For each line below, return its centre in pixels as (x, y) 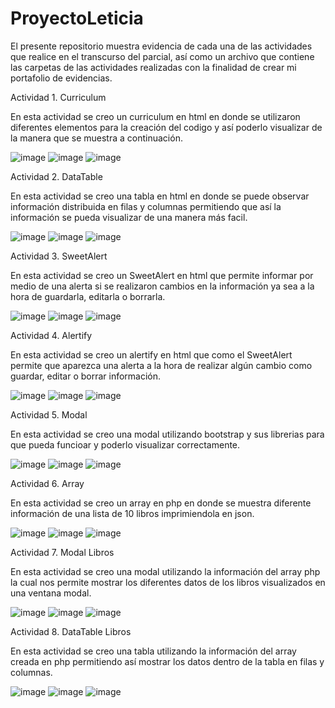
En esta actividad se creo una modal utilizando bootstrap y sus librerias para (167, 434)
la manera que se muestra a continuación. (96, 138)
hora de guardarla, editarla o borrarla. (88, 296)
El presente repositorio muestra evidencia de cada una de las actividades (161, 46)
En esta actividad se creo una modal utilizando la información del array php (165, 571)
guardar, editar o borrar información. (86, 376)
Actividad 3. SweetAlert (59, 256)
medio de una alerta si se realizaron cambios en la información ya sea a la (162, 286)
